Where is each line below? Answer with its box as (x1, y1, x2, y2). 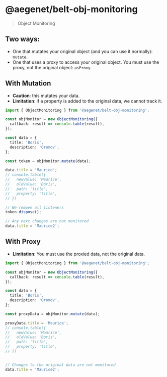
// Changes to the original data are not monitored (5, 362, 116, 367)
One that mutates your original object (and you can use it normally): (12, 48, 153, 54)
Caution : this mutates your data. (12, 92, 80, 99)
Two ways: (5, 35, 40, 43)
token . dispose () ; (5, 210, 42, 215)
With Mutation (5, 79, 51, 88)
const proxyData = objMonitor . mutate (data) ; (5, 311, 100, 316)
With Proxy (5, 238, 41, 246)
